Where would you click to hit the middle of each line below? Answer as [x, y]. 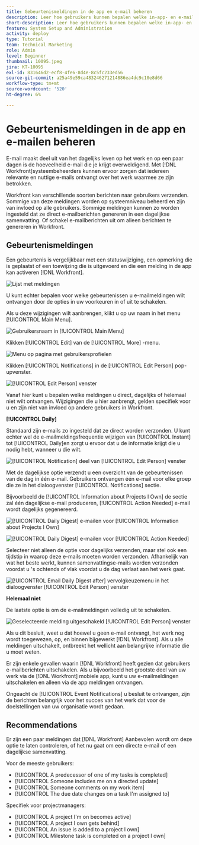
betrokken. [19, 183]
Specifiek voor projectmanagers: [46, 805]
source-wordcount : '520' [37, 89]
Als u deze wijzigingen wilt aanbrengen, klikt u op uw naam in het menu [93, 313]
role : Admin [21, 51]
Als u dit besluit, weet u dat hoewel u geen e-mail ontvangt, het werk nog [95, 633]
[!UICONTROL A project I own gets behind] [67, 823]
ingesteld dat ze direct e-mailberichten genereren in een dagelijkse [88, 214]
